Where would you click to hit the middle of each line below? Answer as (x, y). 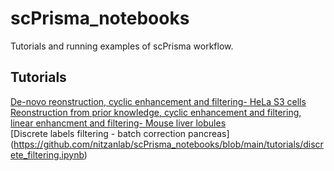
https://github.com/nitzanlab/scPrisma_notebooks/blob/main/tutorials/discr (168, 144)
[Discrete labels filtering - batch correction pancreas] (120, 133)
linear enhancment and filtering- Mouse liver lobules (118, 123)
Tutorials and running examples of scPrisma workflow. (122, 46)
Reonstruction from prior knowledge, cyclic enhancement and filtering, (156, 112)
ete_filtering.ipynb (47, 154)
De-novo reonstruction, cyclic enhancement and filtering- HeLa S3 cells (158, 101)
